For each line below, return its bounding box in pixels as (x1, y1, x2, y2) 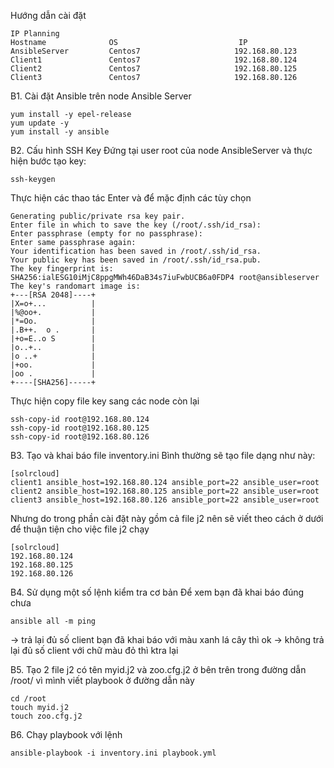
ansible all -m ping (10, 616, 97, 626)
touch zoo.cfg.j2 (10, 711, 83, 721)
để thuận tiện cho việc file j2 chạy (10, 523, 150, 535)
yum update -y (10, 118, 70, 128)
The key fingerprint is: (10, 264, 114, 274)
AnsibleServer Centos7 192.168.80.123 (10, 46, 298, 56)
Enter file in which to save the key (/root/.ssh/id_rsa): (10, 220, 262, 230)
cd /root (10, 694, 47, 704)
